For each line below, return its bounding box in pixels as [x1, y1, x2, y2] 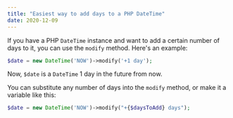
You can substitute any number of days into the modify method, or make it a [7, 84, 227, 92]
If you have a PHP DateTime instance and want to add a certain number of [7, 36, 220, 44]
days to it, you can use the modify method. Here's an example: [7, 44, 188, 52]
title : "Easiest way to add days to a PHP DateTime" [7, 10, 165, 18]
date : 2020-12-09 [7, 17, 58, 24]
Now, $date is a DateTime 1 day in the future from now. [7, 70, 163, 78]
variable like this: [7, 91, 56, 99]
